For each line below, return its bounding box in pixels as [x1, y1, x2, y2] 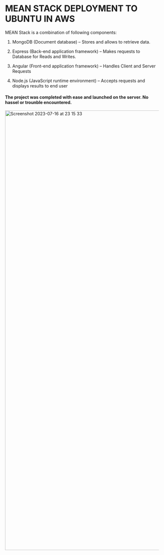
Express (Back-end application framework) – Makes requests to [12, 48, 141, 54]
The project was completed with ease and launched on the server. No [5, 94, 149, 100]
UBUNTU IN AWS [5, 13, 75, 24]
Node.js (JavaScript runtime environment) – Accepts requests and [12, 78, 145, 84]
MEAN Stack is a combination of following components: [5, 29, 117, 35]
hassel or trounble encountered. [5, 99, 72, 105]
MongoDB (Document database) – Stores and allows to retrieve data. [12, 39, 150, 44]
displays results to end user [12, 83, 68, 88]
